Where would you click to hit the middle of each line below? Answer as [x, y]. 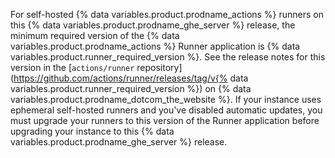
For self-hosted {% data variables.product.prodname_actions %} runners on [167, 14]
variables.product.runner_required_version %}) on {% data [131, 88]
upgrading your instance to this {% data [92, 131]
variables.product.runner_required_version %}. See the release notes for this [168, 57]
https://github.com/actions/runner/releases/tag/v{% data [131, 78]
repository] [159, 67]
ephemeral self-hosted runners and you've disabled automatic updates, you [166, 110]
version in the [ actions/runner [72, 67]
